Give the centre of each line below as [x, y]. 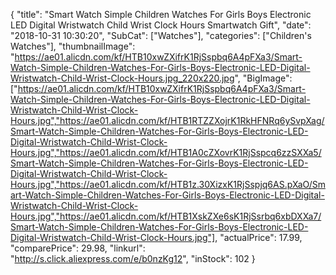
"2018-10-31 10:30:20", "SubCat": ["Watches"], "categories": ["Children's [161, 35]
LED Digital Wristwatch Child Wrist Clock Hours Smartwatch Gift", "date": [161, 25]
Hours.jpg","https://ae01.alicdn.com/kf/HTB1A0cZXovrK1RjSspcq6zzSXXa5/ [166, 152]
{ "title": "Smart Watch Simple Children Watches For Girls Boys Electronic [161, 14]
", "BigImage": [263, 78]
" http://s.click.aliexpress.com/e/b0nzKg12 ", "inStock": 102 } [133, 258]
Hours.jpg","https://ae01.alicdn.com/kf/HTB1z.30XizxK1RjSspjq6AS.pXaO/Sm [168, 184]
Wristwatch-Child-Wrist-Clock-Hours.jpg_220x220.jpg [122, 78]
